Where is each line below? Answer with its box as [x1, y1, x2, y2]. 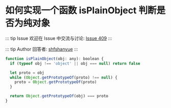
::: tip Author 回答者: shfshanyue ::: [5, 46, 78, 52]
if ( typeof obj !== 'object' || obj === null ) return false [10, 61, 140, 66]
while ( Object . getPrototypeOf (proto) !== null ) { [10, 75, 117, 80]
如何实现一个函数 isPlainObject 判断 [5, 5, 157, 16]
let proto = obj [10, 70, 44, 75]
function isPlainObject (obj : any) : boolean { [5, 56, 104, 61]
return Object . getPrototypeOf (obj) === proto [10, 94, 109, 99]
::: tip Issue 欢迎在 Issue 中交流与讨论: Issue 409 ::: [5, 35, 112, 41]
